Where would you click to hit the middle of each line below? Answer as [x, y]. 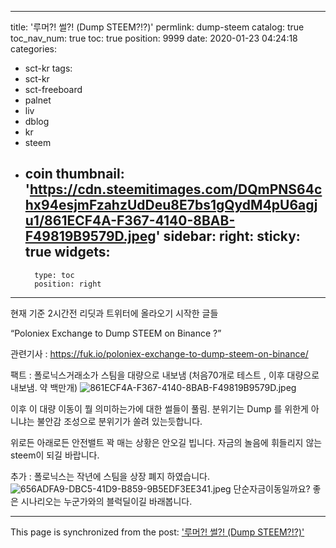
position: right [68, 284]
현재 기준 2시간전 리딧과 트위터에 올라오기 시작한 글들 [114, 313]
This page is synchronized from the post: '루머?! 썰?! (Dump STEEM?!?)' [157, 532]
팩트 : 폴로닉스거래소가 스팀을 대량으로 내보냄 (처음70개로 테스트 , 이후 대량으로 [165, 375]
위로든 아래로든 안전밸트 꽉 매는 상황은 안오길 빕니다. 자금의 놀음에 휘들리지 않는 [166, 442]
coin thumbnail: [74, 174]
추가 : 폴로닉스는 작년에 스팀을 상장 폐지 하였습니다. [110, 476]
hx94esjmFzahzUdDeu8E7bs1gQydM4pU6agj [171, 205]
